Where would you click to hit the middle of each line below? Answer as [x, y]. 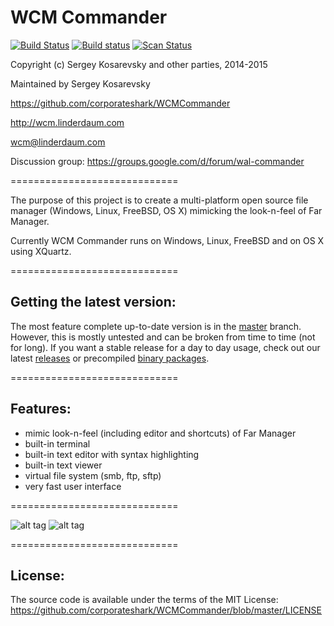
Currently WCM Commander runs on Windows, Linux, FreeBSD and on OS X [167, 240]
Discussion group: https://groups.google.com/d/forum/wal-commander [157, 161]
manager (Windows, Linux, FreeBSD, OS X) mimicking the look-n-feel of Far [166, 210]
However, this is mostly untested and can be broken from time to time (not [163, 337]
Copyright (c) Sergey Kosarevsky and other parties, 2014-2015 [139, 64]
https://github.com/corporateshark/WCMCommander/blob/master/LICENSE [166, 610]
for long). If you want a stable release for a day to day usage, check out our [165, 347]
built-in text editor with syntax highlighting [112, 454]
